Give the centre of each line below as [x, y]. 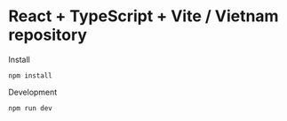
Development [33, 92]
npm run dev [30, 108]
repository [48, 35]
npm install [30, 76]
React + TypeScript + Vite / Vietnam [143, 16]
